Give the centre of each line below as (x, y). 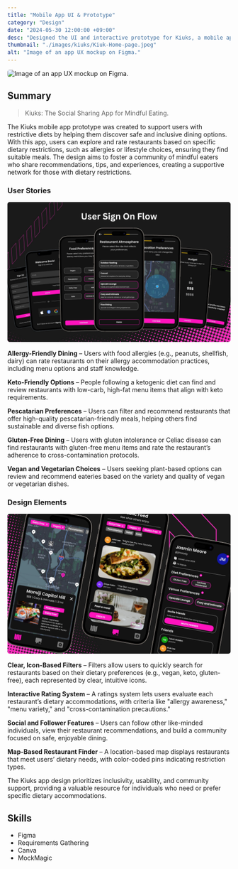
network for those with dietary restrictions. (70, 172)
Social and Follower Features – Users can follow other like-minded (105, 723)
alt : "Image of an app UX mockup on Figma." (74, 53)
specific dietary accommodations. (57, 796)
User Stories (29, 190)
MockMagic (35, 858)
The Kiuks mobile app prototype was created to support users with (105, 126)
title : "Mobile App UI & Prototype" (61, 15)
